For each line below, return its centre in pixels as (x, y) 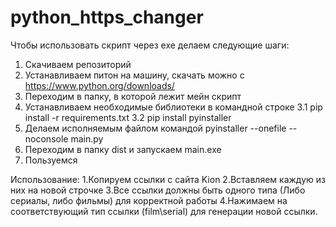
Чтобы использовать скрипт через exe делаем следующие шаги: (150, 45)
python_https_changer (107, 17)
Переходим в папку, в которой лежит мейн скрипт (133, 96)
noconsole (46, 138)
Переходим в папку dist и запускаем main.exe (123, 149)
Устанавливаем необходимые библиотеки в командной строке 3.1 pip (173, 107)
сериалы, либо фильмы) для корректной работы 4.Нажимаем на (149, 200)
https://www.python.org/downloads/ (99, 85)
